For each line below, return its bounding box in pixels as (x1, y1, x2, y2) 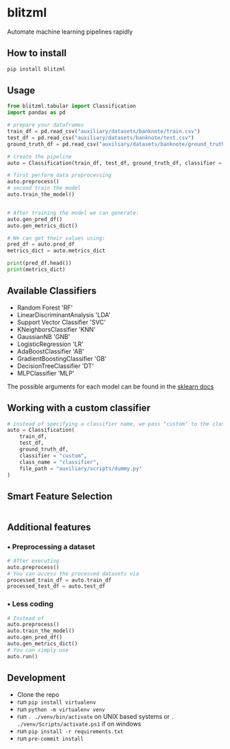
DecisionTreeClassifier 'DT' (16, 362, 94, 370)
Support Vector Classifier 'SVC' (16, 318, 106, 326)
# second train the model (7, 185, 81, 192)
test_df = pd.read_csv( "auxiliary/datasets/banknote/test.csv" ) (7, 134, 194, 141)
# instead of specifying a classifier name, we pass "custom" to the (7, 420, 210, 427)
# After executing (7, 557, 60, 564)
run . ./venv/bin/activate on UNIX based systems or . (16, 712, 175, 720)
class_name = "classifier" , (19, 459, 99, 465)
